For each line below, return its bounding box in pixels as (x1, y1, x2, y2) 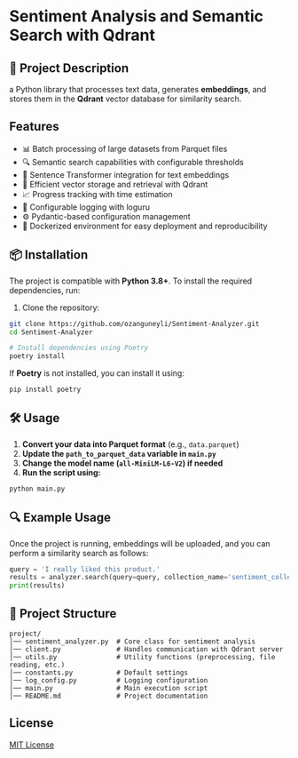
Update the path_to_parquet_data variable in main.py (21, 448, 216, 459)
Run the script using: (21, 467, 101, 477)
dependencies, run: (9, 284, 81, 295)
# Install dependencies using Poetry (9, 344, 149, 353)
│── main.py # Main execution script (9, 683, 208, 692)
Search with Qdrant (9, 25, 155, 45)
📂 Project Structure (9, 606, 117, 621)
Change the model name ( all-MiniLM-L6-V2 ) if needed (21, 458, 223, 468)
